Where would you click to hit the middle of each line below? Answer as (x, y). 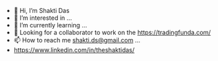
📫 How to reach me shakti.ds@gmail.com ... (77, 40)
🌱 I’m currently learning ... (50, 25)
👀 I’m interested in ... (43, 18)
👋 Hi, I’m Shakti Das (42, 11)
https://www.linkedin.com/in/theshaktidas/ (74, 50)
